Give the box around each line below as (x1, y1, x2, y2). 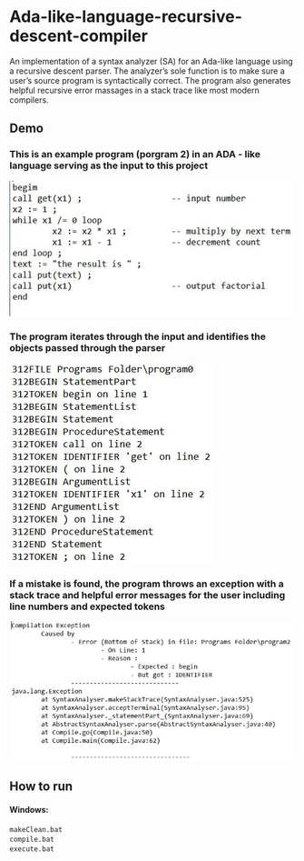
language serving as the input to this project (9, 159, 209, 172)
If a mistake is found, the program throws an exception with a (9, 577, 284, 590)
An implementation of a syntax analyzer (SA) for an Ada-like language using (9, 55, 293, 66)
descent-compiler (9, 25, 148, 46)
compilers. (9, 94, 49, 105)
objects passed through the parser (9, 341, 166, 354)
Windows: (9, 804, 49, 815)
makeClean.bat (9, 826, 64, 835)
